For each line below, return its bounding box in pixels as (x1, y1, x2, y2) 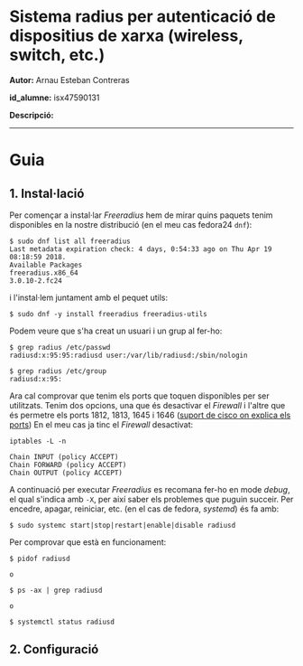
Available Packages (9, 260, 83, 269)
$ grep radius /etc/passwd (9, 342, 111, 352)
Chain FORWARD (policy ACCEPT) (9, 460, 127, 469)
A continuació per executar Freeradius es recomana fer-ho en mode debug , (9, 483, 290, 494)
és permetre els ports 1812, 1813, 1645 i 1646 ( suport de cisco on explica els (9, 409, 291, 420)
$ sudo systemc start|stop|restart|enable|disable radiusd (9, 521, 236, 530)
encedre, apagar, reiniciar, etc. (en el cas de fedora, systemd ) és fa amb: (9, 503, 280, 514)
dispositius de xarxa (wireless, (9, 25, 243, 46)
